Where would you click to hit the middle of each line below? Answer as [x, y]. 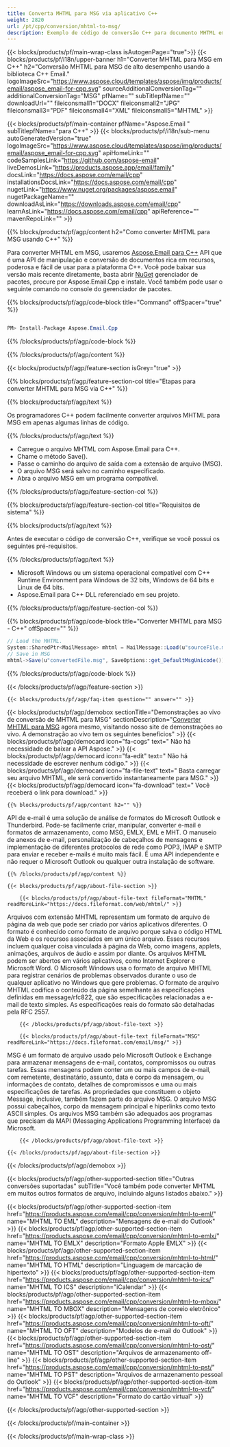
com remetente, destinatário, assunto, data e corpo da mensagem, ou [105, 1077]
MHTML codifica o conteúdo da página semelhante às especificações [106, 990]
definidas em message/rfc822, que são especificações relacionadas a [106, 997]
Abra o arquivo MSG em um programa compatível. [88, 479]
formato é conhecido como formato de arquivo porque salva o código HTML [115, 931]
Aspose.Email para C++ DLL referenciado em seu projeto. [98, 595]
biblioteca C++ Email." [38, 74]
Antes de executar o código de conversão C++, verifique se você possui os [114, 539]
